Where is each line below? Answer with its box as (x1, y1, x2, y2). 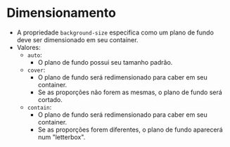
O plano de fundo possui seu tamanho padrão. (37, 58, 173, 66)
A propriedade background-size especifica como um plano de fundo (16, 28, 214, 37)
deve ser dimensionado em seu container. (16, 35, 139, 44)
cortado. (37, 95, 63, 103)
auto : (27, 51, 43, 59)
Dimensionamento (6, 5, 117, 21)
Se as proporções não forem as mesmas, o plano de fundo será (37, 88, 222, 96)
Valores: (16, 43, 41, 51)
